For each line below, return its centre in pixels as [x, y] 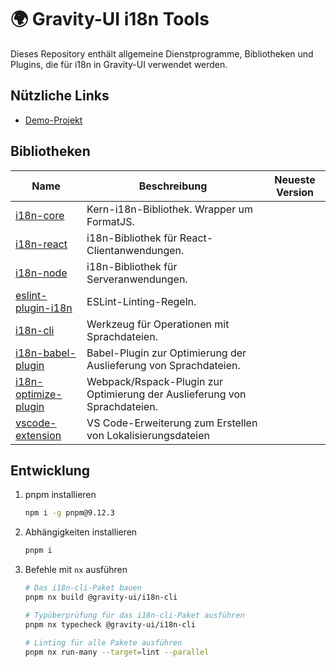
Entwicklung [50, 470]
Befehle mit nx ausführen [76, 570]
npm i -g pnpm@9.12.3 [69, 513]
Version [295, 192]
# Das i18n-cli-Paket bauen [83, 588]
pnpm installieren [60, 495]
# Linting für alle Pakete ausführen [103, 642]
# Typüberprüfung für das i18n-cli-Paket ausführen [134, 615]
